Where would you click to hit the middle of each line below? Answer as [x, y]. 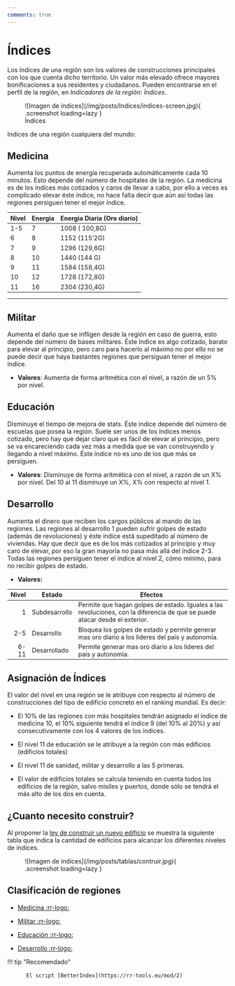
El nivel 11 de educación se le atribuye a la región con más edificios [114, 744]
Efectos [151, 595]
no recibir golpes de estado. [48, 565]
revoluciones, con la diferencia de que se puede [147, 612]
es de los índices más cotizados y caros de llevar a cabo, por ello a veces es [117, 188]
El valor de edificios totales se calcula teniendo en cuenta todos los [114, 779]
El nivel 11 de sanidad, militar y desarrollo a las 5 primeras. [101, 765]
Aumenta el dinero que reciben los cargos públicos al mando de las [104, 521]
